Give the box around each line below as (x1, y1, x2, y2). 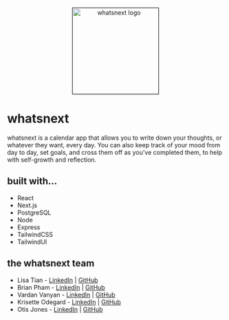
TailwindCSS (17, 230, 54, 238)
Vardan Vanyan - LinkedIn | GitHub (17, 290, 116, 299)
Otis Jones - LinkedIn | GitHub (17, 305, 103, 313)
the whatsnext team (7, 257, 95, 269)
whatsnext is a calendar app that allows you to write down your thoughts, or (7, 134, 222, 142)
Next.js (17, 201, 38, 209)
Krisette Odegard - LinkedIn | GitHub (17, 297, 122, 306)
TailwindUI (17, 237, 47, 246)
